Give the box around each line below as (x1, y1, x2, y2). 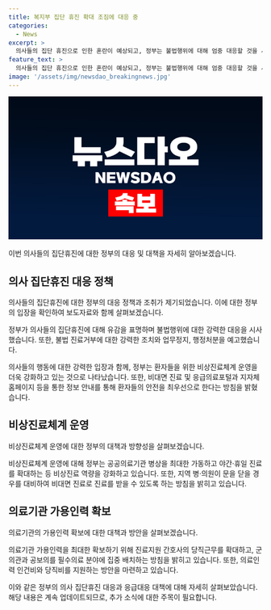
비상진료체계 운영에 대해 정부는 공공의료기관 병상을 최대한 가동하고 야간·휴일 (8, 458, 248, 468)
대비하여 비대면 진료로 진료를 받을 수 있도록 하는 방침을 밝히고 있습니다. (23, 478, 248, 488)
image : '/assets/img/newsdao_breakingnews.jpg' (8, 73, 172, 81)
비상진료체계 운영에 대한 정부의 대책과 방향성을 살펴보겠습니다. (8, 441, 205, 451)
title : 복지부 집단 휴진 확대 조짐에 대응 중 (8, 13, 139, 21)
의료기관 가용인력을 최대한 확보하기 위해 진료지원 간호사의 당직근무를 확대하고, (8, 545, 254, 554)
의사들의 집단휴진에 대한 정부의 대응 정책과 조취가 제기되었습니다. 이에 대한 (8, 297, 244, 307)
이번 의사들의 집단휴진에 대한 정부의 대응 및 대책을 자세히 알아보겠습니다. (8, 249, 236, 259)
